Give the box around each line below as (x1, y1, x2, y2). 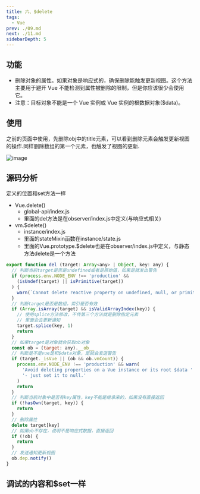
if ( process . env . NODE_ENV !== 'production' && (11, 273, 129, 279)
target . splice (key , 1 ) (17, 323, 73, 329)
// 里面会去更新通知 (17, 317, 61, 323)
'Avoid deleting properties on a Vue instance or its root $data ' (21, 367, 193, 373)
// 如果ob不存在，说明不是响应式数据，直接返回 (11, 427, 114, 434)
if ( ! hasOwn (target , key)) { (11, 400, 84, 406)
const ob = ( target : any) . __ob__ (11, 345, 95, 351)
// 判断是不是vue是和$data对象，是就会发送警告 (11, 350, 117, 357)
